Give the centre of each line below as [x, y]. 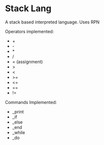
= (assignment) [27, 62]
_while [19, 132]
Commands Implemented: [31, 102]
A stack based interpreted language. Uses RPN [52, 22]
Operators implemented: [30, 31]
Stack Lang [28, 9]
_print [18, 112]
